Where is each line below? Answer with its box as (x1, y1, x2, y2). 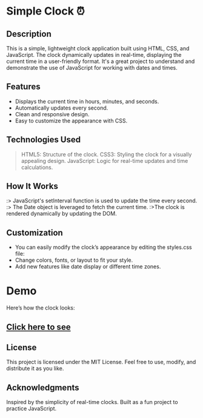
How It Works (6, 181, 59, 191)
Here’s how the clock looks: (6, 304, 75, 311)
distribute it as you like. (6, 365, 64, 372)
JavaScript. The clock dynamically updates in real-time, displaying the (6, 51, 182, 58)
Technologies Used (6, 134, 81, 145)
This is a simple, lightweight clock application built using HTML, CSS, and (6, 45, 190, 52)
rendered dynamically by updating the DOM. (6, 210, 117, 217)
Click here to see (6, 322, 71, 332)
